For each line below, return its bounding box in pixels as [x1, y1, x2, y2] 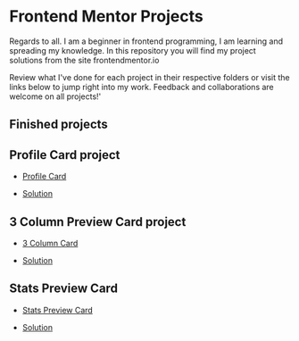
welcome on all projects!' [9, 91, 102, 102]
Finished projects [9, 117, 109, 132]
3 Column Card [21, 237, 79, 248]
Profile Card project [9, 147, 120, 162]
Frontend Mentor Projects [9, 6, 203, 27]
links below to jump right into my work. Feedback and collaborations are [9, 81, 274, 92]
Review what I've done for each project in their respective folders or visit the [9, 71, 290, 82]
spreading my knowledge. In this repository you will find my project [9, 45, 256, 55]
